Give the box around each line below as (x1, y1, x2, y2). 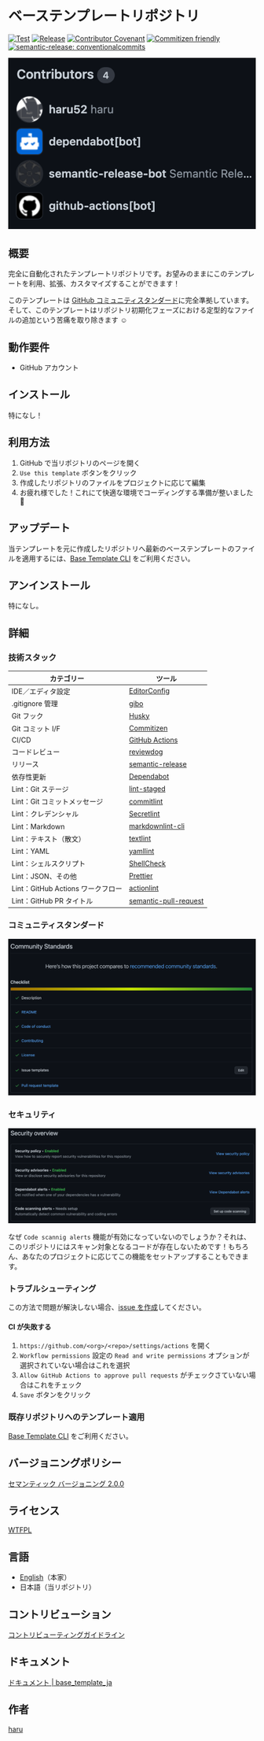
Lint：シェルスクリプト (11, 859, 86, 868)
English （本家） (19, 1573, 71, 1582)
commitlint (129, 797, 163, 806)
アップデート (8, 521, 71, 535)
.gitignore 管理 (11, 699, 58, 708)
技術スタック (8, 652, 57, 663)
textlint (129, 834, 152, 843)
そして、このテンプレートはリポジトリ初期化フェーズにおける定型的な (8, 305, 234, 315)
